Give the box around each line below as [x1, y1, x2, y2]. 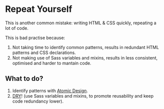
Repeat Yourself [5, 3, 73, 15]
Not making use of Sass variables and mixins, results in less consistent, [12, 54, 158, 60]
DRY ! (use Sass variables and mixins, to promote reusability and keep [12, 93, 154, 99]
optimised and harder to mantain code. [12, 60, 91, 66]
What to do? [5, 74, 43, 83]
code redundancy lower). [12, 98, 64, 104]
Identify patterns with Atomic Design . [12, 88, 88, 94]
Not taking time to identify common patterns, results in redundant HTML [12, 44, 159, 50]
